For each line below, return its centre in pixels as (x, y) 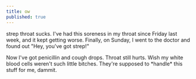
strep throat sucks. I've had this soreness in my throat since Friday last (92, 33)
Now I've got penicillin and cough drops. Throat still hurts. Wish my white (95, 57)
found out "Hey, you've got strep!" (48, 46)
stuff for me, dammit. (31, 70)
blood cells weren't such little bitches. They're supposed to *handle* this (94, 63)
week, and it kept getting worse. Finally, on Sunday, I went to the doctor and (98, 40)
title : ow (18, 11)
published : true (26, 17)
